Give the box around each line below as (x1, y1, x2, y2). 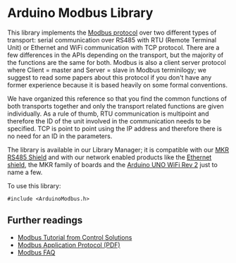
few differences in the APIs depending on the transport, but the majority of (7, 51, 224, 59)
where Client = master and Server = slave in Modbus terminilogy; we (7, 66, 206, 74)
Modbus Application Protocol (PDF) (17, 240, 121, 249)
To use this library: (7, 181, 61, 190)
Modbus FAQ (17, 248, 56, 257)
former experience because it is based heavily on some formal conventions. (7, 80, 228, 89)
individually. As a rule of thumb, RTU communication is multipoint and (7, 109, 209, 118)
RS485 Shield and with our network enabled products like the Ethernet (7, 153, 212, 161)
